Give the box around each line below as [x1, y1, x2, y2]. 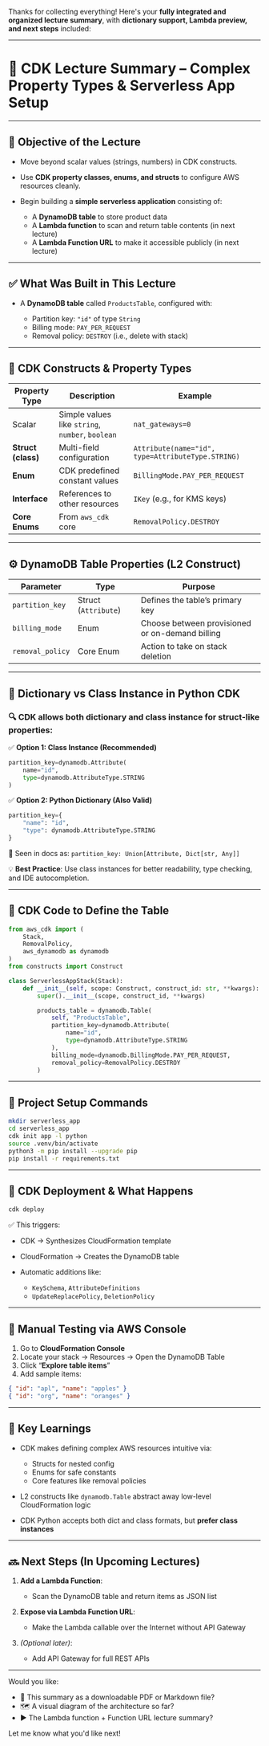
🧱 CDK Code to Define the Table [8, 904, 170, 918]
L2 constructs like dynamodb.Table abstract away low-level [19, 1491, 212, 1501]
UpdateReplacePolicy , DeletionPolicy [31, 1291, 155, 1301]
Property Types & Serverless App [8, 76, 235, 95]
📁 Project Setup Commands [8, 1095, 148, 1109]
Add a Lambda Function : [19, 1576, 102, 1585]
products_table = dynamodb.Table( [37, 1006, 152, 1014]
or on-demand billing [140, 628, 222, 639]
